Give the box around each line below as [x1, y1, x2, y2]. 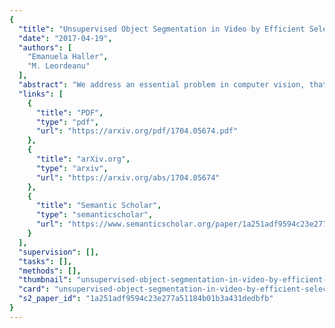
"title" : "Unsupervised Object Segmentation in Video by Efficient [18, 24, 306, 34]
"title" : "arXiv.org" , [35, 154, 131, 164]
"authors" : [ [18, 42, 73, 53]
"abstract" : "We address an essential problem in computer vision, [18, 80, 306, 90]
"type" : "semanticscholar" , [35, 210, 154, 220]
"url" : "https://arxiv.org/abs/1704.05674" [35, 172, 221, 183]
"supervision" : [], [18, 247, 100, 257]
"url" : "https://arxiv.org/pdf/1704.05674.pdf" [35, 126, 239, 136]
